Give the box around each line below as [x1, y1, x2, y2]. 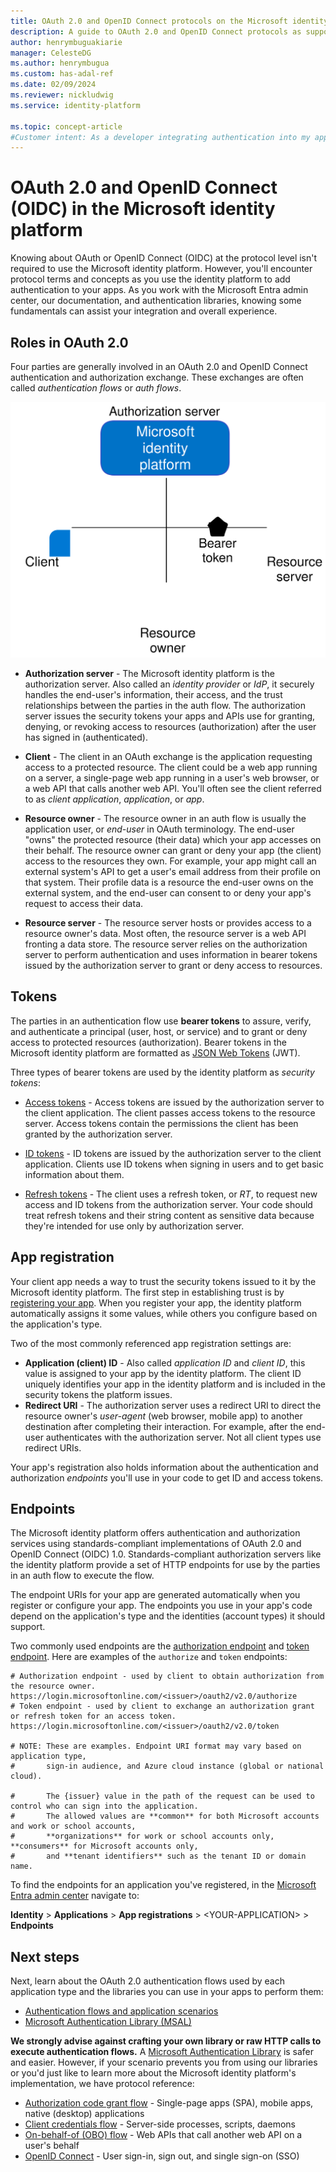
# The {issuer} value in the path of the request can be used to [10, 1791, 315, 1802]
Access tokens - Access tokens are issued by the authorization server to [24, 1096, 325, 1108]
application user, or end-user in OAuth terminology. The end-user [24, 823, 295, 835]
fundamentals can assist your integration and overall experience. [10, 305, 278, 317]
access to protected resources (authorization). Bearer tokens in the [10, 1036, 287, 1048]
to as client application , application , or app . [24, 793, 205, 805]
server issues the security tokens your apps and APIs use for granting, [24, 710, 316, 722]
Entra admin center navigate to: [10, 1890, 140, 1902]
